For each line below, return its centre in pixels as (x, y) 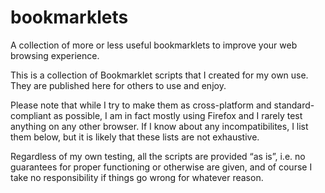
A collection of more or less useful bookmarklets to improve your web (154, 45)
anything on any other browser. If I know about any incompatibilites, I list (159, 126)
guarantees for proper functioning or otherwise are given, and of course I (161, 167)
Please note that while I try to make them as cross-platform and (141, 105)
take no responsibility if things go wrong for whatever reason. (137, 177)
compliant (31, 115)
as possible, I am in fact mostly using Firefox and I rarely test (178, 115)
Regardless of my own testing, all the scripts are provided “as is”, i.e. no (158, 156)
